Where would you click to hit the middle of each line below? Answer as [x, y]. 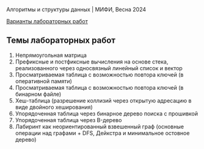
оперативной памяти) [43, 81]
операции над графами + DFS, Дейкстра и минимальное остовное [102, 133]
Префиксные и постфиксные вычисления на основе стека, [92, 62]
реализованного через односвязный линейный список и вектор [99, 68]
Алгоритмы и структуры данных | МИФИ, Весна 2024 [76, 9]
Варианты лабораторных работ [47, 21]
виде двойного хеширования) [54, 107]
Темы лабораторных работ [61, 41]
